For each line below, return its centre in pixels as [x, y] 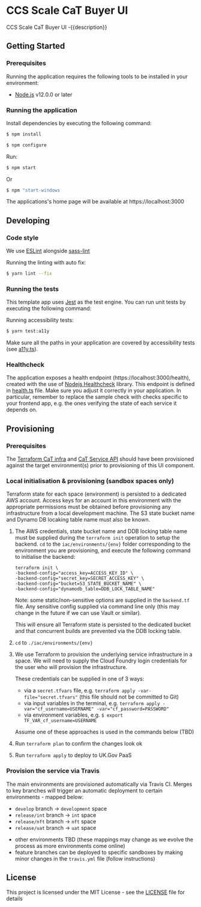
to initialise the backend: [45, 557]
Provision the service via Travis [53, 771]
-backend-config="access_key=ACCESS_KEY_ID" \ [74, 573]
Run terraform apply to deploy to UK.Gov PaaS [73, 755]
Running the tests [32, 288]
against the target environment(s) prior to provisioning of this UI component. [100, 466]
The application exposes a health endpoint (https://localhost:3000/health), [98, 378]
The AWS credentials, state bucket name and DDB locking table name [101, 531]
